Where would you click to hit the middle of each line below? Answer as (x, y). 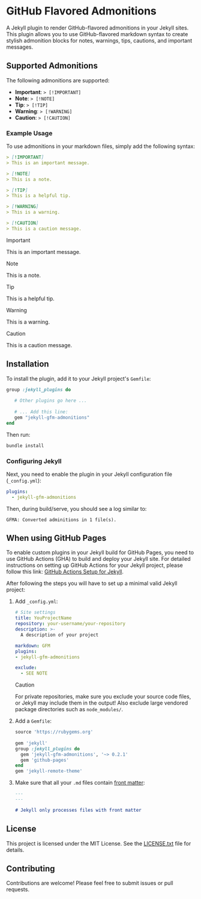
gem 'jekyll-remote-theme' (49, 771)
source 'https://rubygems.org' (54, 732)
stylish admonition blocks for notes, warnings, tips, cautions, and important (99, 40)
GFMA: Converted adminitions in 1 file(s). (61, 520)
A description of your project (60, 635)
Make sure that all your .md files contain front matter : (80, 783)
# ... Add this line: (41, 412)
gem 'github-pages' (45, 760)
